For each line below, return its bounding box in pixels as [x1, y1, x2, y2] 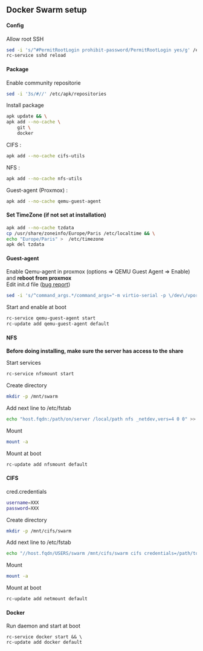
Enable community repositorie [6, 79, 81, 87]
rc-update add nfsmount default [6, 461, 88, 468]
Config [6, 21, 24, 29]
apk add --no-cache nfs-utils [6, 175, 83, 182]
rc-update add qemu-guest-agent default [6, 321, 110, 327]
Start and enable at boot [6, 304, 66, 311]
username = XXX [6, 499, 39, 506]
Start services [6, 359, 41, 367]
